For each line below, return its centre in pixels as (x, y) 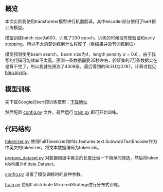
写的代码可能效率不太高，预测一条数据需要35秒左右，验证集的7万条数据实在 (81, 60)
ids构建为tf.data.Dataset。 (31, 164)
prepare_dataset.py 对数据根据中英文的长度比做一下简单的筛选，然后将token (82, 158)
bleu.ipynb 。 (18, 72)
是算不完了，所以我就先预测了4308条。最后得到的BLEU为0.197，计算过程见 (81, 66)
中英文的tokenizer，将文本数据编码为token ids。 (53, 148)
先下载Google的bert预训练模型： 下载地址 (46, 102)
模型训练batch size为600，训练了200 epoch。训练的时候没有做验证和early (80, 37)
